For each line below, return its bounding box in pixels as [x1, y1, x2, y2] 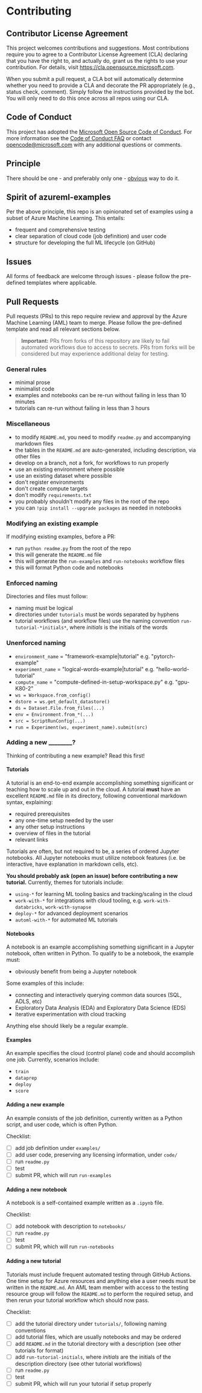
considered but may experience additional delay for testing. [21, 350, 169, 357]
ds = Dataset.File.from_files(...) [14, 705, 105, 711]
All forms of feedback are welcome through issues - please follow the [6, 273, 180, 280]
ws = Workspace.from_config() [14, 692, 92, 698]
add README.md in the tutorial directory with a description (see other [14, 1340, 181, 1347]
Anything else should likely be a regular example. [6, 1022, 128, 1030]
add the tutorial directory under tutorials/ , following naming [14, 1320, 167, 1327]
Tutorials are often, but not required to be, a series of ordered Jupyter [6, 848, 180, 855]
